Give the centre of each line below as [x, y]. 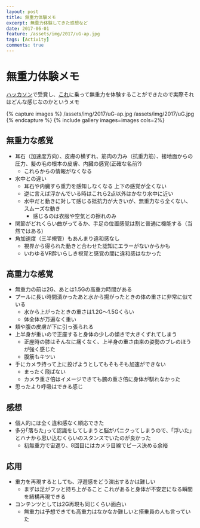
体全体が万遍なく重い [50, 319]
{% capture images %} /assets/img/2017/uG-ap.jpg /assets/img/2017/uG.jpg [100, 114]
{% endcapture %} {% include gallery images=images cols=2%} [86, 120]
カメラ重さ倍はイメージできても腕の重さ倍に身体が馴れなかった [102, 379]
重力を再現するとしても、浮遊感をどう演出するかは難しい [85, 482]
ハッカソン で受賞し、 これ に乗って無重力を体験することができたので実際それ [100, 94]
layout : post [22, 12]
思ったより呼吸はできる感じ [49, 387]
